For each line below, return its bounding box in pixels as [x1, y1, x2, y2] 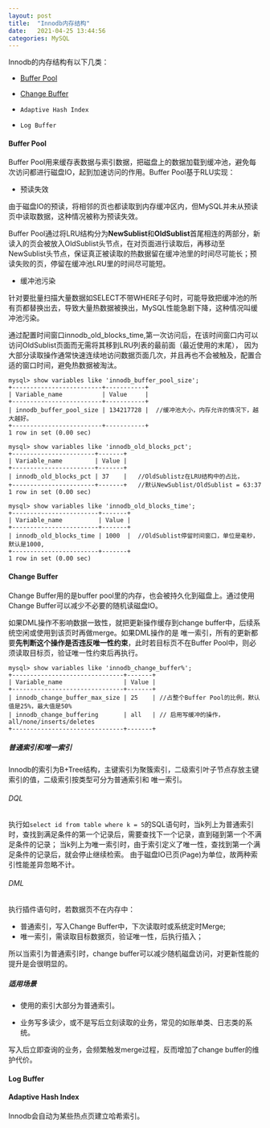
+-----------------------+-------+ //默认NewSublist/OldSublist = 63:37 [8, 481, 262, 489]
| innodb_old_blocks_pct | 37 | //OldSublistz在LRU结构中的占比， [8, 472, 243, 481]
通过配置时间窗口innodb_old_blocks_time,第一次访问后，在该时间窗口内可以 [8, 331, 259, 340]
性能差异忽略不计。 [14, 859, 79, 869]
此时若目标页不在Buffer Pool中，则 [134, 637, 250, 648]
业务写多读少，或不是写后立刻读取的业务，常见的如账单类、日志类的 [19, 1018, 246, 1027]
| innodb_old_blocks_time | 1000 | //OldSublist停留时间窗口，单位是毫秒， [8, 532, 260, 540]
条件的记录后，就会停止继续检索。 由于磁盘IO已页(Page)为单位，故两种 [14, 850, 252, 859]
